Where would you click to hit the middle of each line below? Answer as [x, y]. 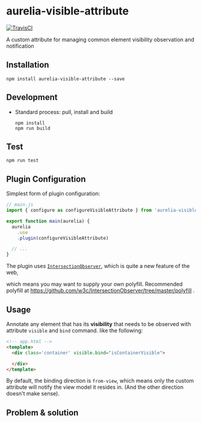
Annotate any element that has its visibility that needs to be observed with [99, 324]
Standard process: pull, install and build [64, 112]
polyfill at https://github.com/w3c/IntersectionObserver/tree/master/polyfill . [101, 290]
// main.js [20, 205]
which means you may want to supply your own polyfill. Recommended [94, 284]
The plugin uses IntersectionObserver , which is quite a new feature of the [98, 266]
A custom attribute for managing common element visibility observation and [100, 39]
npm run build [32, 128]
